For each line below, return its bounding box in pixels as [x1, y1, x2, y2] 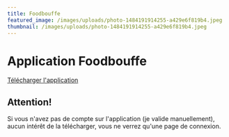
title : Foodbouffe [7, 10, 61, 17]
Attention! [7, 96, 52, 108]
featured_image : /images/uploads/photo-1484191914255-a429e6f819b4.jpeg [7, 17, 223, 24]
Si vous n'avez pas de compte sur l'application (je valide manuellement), [7, 115, 215, 123]
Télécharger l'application [7, 76, 79, 84]
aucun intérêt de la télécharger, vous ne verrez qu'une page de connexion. [7, 122, 221, 131]
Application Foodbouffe [7, 53, 148, 69]
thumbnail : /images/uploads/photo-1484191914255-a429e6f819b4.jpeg [7, 23, 207, 30]
